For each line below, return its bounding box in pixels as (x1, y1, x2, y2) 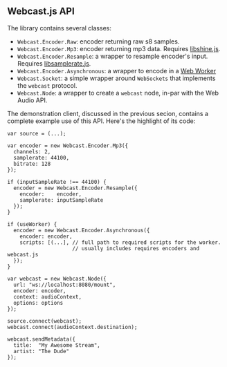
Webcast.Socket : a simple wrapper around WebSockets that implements (17, 74, 216, 82)
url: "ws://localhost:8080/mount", (13, 281, 116, 288)
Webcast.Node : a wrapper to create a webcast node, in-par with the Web (17, 88, 219, 97)
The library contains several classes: (7, 23, 112, 32)
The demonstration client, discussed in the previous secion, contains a (7, 109, 209, 117)
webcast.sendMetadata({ (7, 335, 76, 343)
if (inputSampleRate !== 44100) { (7, 178, 107, 185)
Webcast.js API (7, 6, 75, 17)
